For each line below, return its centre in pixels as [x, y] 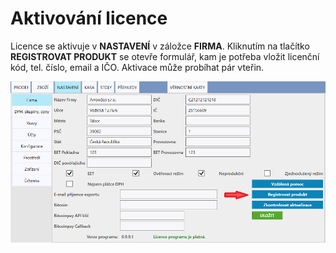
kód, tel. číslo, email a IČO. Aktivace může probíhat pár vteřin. [137, 67]
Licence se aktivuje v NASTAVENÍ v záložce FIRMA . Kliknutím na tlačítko [160, 46]
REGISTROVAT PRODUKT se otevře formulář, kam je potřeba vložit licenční [165, 56]
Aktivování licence [89, 18]
